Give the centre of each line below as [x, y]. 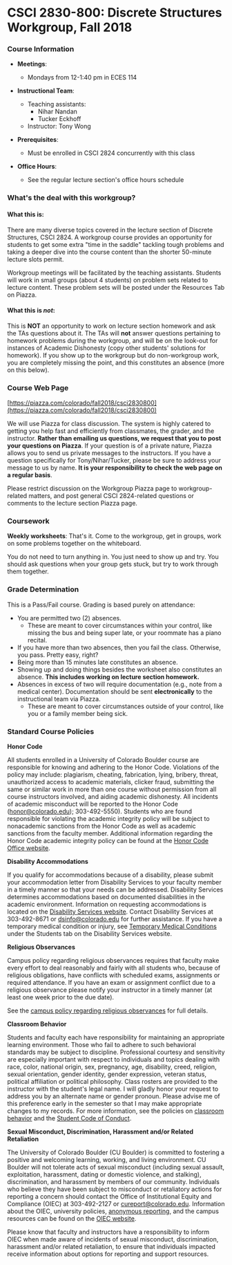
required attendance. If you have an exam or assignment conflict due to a [112, 982]
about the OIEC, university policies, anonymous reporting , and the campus [113, 1211]
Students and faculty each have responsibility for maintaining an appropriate [116, 1037]
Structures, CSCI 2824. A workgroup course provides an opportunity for [110, 237]
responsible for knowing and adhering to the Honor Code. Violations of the [113, 767]
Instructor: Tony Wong [59, 127]
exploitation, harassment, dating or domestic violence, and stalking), [104, 1174]
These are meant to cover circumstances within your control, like [120, 625]
